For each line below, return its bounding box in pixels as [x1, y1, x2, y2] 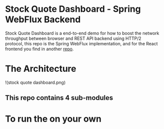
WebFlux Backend [5, 14, 81, 25]
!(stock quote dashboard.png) [5, 79, 66, 85]
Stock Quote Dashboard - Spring [5, 3, 141, 15]
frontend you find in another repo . [5, 46, 74, 52]
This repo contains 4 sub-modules [5, 94, 113, 102]
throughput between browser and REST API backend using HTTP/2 [5, 35, 142, 41]
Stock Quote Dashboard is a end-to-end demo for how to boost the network [5, 30, 160, 36]
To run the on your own [5, 113, 102, 125]
